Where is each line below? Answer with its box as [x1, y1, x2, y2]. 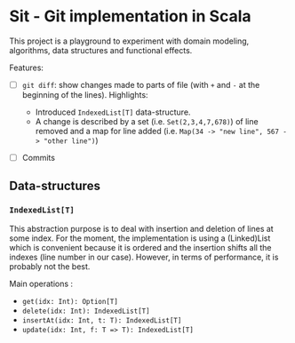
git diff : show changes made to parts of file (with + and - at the [21, 79, 260, 90]
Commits [21, 153, 56, 163]
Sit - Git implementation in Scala [9, 6, 251, 27]
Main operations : [9, 278, 74, 289]
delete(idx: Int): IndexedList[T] [21, 307, 150, 315]
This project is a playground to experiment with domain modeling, [9, 36, 250, 46]
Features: [9, 62, 44, 73]
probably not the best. [9, 260, 91, 272]
